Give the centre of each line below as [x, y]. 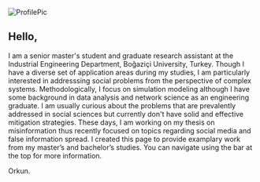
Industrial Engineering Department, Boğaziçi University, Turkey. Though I [126, 64]
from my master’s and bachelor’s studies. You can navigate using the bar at [130, 147]
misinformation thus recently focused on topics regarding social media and [130, 130]
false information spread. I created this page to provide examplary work [124, 139]
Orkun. [19, 171]
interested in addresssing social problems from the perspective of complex [130, 80]
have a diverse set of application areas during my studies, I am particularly [129, 72]
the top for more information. [55, 155]
